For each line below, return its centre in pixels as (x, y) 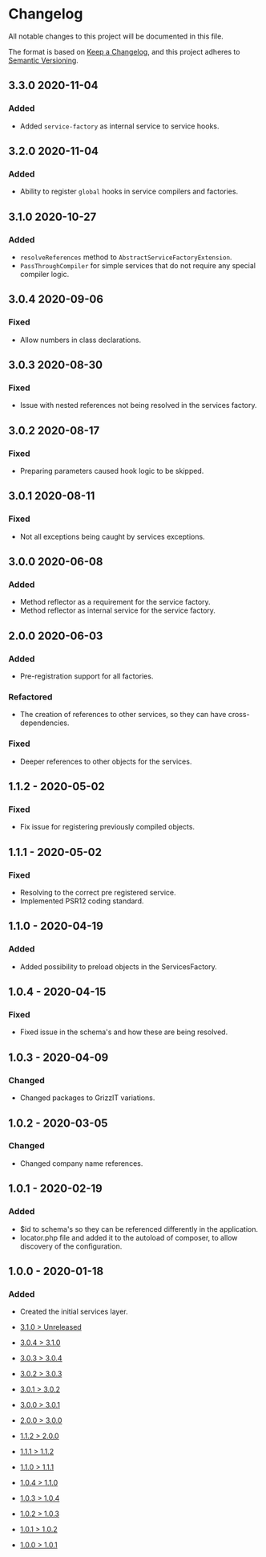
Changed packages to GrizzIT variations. (87, 1098)
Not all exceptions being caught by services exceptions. (113, 536)
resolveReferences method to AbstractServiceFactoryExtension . (126, 257)
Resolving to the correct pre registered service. (98, 893)
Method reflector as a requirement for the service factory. (115, 602)
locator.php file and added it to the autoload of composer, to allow (129, 1237)
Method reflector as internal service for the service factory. (118, 610)
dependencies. (44, 723)
